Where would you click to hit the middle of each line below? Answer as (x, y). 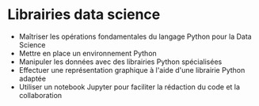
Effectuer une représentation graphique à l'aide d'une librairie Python (132, 70)
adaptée (32, 78)
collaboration (40, 95)
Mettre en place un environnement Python (88, 53)
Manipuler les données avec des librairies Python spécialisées (120, 62)
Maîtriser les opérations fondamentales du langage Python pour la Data (135, 36)
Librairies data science (84, 15)
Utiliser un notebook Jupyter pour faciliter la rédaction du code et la (129, 87)
